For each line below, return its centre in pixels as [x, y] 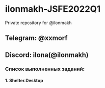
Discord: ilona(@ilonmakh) [47, 55]
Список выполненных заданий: [45, 69]
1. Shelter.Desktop [24, 81]
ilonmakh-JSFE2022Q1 [53, 9]
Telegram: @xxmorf [36, 38]
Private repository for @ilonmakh [39, 23]
